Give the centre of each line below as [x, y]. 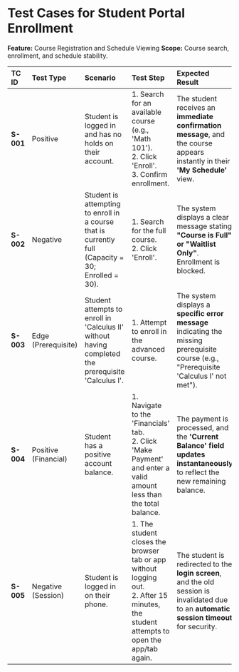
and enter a [150, 467]
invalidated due [202, 599]
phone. [96, 604]
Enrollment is [198, 262]
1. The [142, 524]
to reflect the [198, 472]
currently [100, 239]
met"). [187, 385]
